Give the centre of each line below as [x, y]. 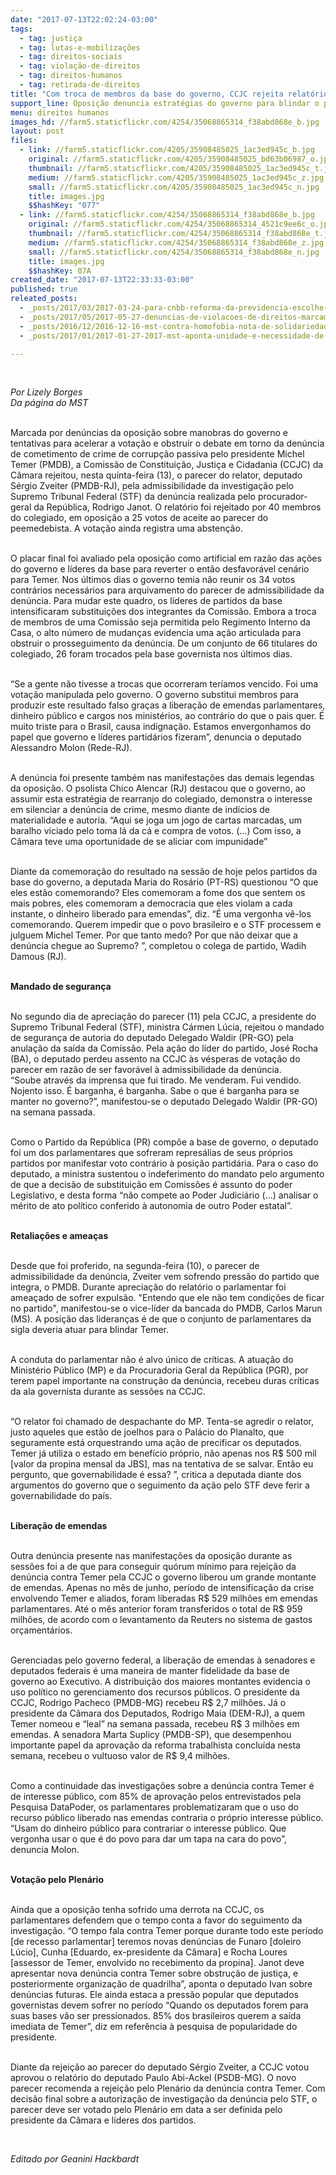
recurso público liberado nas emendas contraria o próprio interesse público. [167, 1818]
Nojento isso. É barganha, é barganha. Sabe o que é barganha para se [155, 1091]
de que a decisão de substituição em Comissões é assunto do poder [151, 1185]
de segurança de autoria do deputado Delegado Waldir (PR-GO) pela [152, 1038]
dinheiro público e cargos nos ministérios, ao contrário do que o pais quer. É [167, 716]
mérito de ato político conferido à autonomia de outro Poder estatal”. [151, 1206]
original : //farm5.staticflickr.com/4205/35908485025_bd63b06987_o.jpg [180, 159]
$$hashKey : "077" [64, 206]
